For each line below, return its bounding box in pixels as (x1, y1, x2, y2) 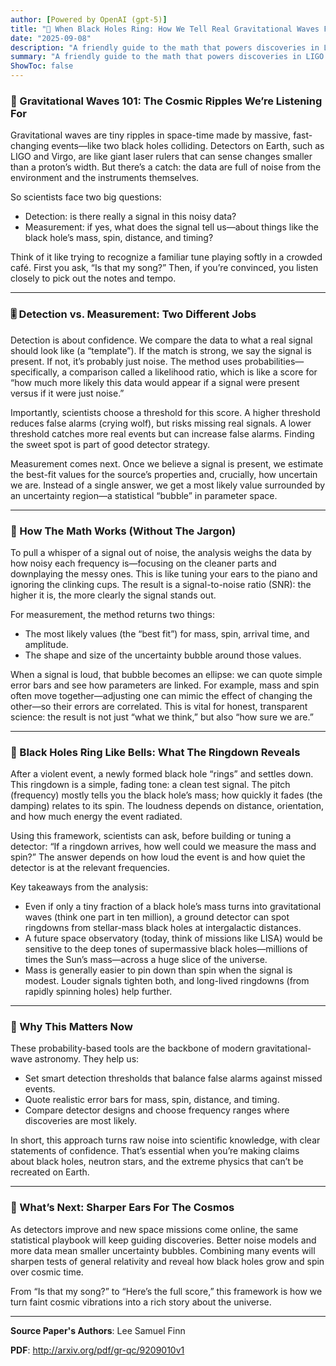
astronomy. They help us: (34, 1053, 140, 1065)
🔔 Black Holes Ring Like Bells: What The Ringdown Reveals (10, 745, 301, 759)
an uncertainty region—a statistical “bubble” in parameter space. (10, 489, 278, 501)
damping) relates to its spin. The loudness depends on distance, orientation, (10, 800, 324, 812)
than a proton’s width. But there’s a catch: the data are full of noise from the (10, 161, 322, 173)
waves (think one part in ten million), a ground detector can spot (24, 911, 290, 923)
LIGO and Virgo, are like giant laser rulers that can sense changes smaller (10, 151, 313, 163)
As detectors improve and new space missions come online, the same (10, 1223, 299, 1235)
